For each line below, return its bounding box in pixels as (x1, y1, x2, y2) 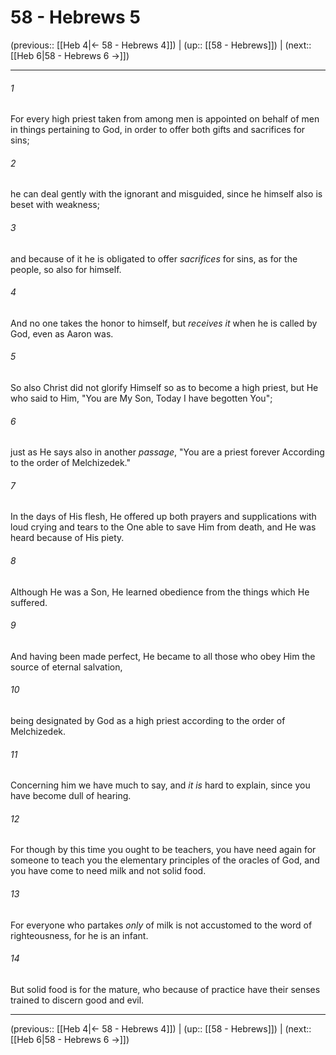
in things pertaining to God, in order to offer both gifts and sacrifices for (10, 124, 306, 136)
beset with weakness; (10, 199, 100, 211)
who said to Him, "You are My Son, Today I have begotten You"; (10, 392, 273, 404)
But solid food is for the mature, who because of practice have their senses (10, 983, 321, 995)
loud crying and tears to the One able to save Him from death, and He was (10, 521, 317, 533)
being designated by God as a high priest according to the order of (10, 714, 286, 726)
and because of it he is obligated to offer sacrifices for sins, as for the (10, 252, 298, 265)
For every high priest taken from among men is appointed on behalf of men (10, 113, 320, 125)
